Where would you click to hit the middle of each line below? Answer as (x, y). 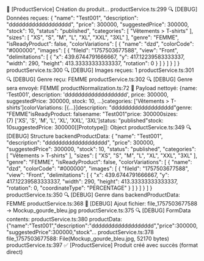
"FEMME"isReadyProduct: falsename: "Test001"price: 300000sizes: (92, 114)
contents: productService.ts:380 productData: (64, 219)
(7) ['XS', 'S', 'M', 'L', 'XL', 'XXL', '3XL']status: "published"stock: (85, 120)
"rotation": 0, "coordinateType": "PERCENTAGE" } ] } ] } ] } (79, 188)
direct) (15, 252)
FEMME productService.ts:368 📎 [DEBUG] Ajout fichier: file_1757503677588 (102, 203)
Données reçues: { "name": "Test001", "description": (72, 18)
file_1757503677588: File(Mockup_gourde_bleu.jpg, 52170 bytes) (88, 238)
